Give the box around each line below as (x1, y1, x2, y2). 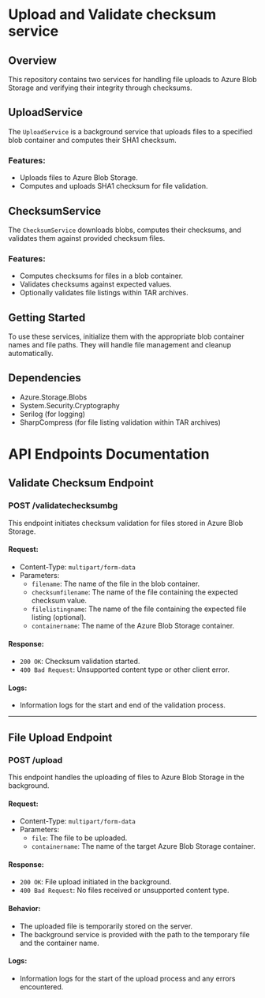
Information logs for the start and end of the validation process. (19, 700, 226, 710)
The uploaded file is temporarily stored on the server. (19, 921, 193, 931)
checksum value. (31, 595, 88, 605)
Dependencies (8, 371, 81, 385)
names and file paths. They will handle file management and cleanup (8, 340, 232, 350)
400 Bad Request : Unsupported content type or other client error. (19, 665, 230, 674)
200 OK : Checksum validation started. (19, 657, 140, 666)
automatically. (8, 349, 54, 358)
